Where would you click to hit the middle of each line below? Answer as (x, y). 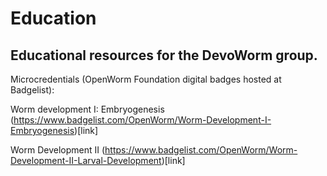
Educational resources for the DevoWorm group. (164, 55)
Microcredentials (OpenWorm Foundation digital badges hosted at (146, 79)
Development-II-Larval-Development (86, 160)
